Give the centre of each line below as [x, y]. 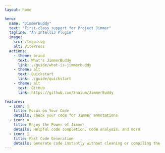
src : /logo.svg [29, 42]
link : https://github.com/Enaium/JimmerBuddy [65, 92]
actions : [18, 51]
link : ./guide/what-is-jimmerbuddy [55, 65]
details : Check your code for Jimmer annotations [66, 115]
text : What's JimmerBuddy [44, 60]
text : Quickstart [36, 74]
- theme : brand [29, 56]
